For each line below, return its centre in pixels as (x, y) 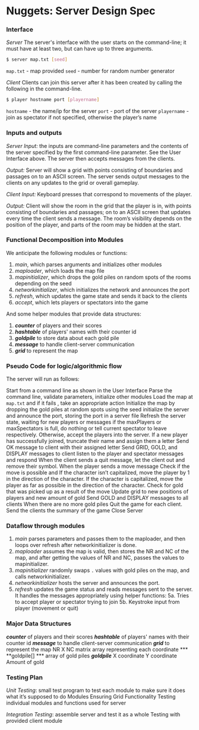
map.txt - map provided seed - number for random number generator (91, 71)
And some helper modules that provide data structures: (74, 314)
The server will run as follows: (43, 379)
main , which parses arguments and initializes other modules (88, 264)
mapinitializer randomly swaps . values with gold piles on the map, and (102, 570)
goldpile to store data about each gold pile (67, 338)
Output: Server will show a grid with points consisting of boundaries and (94, 170)
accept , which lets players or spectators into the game (81, 302)
